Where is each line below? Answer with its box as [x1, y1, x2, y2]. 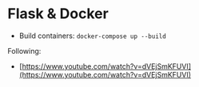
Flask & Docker [7, 5, 109, 23]
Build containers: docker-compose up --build [18, 31, 167, 40]
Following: [7, 46, 42, 55]
